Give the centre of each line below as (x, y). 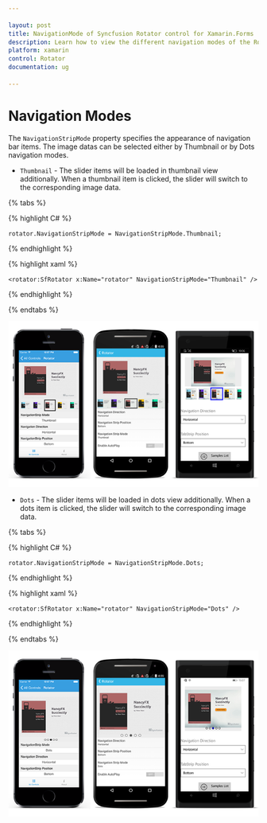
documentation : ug (39, 68)
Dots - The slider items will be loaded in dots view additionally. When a (135, 500)
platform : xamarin (39, 51)
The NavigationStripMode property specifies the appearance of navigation (130, 138)
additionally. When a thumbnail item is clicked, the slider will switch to (133, 178)
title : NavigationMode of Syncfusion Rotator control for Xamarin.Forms (131, 33)
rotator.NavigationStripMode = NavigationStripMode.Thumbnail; (115, 234)
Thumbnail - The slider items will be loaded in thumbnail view (119, 170)
